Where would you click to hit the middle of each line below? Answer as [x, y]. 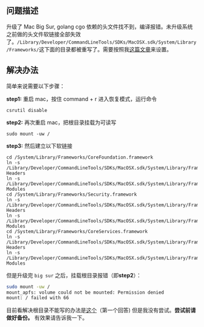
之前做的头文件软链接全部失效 [43, 34]
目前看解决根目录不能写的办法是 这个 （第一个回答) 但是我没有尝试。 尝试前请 [101, 310]
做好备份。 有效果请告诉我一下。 [47, 318]
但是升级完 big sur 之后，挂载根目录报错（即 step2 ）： [74, 275]
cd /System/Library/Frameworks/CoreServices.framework [77, 231]
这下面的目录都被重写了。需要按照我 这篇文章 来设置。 [105, 49]
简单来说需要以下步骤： [36, 86]
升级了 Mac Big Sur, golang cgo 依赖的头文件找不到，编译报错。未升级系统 [100, 27]
